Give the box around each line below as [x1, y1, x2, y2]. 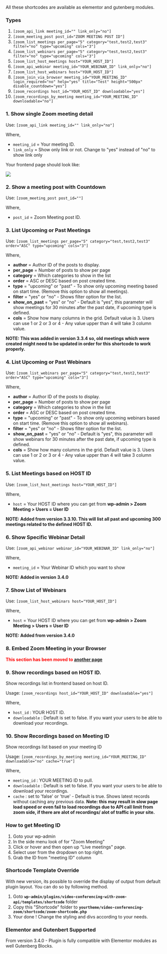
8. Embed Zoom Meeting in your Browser [5, 645, 107, 652]
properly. [5, 346, 25, 352]
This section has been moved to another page [5, 656, 103, 663]
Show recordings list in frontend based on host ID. [5, 680, 109, 686]
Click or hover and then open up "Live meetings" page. [12, 844, 126, 850]
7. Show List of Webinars [5, 587, 67, 593]
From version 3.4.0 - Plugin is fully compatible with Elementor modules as [5, 937, 157, 943]
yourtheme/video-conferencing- [78, 905, 144, 910]
